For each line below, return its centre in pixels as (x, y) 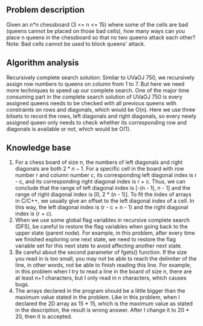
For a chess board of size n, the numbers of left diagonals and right (99, 162)
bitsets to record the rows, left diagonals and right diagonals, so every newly (101, 116)
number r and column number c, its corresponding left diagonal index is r (106, 175)
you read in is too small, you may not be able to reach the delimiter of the (106, 259)
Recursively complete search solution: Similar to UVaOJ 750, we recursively (101, 77)
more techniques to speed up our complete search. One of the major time (98, 90)
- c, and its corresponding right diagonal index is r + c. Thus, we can (100, 181)
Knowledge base (39, 148)
